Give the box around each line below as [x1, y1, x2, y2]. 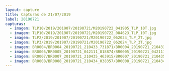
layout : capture [5, 7, 39, 12]
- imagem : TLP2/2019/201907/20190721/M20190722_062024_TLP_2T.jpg [10, 35, 152, 40]
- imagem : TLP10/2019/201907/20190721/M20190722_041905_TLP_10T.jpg [10, 26, 156, 31]
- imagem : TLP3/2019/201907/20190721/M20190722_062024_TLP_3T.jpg [10, 40, 152, 45]
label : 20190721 [5, 16, 39, 21]
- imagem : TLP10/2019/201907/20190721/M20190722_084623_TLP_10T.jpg [10, 30, 156, 35]
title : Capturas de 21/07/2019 [5, 12, 71, 17]
